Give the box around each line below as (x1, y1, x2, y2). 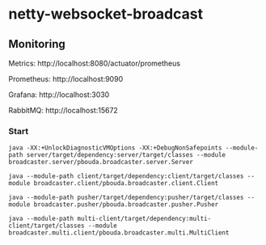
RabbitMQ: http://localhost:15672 (8, 106, 119, 115)
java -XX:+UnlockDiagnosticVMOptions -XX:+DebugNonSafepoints (8, 144, 222, 152)
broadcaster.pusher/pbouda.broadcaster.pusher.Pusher (33, 201, 219, 209)
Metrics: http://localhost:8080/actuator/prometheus (8, 58, 180, 68)
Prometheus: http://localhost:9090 (8, 74, 124, 83)
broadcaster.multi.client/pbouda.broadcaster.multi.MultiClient (8, 229, 230, 237)
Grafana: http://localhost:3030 (8, 90, 110, 99)
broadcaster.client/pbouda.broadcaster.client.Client (33, 180, 219, 188)
